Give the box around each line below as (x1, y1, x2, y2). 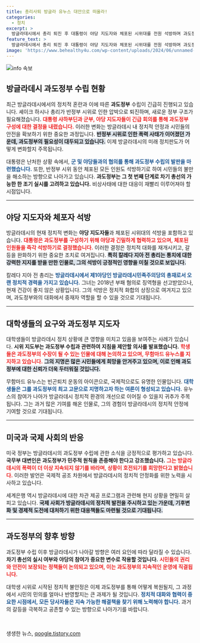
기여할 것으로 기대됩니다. (6, 408, 64, 415)
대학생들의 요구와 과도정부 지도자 (6, 319, 120, 329)
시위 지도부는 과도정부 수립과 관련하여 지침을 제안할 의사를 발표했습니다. (14, 343, 180, 350)
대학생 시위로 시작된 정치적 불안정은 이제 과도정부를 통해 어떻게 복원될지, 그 (6, 583, 181, 590)
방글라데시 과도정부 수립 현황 (6, 84, 106, 94)
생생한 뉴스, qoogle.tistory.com (6, 629, 81, 637)
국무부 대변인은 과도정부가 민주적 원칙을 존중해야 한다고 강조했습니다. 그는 (6, 457, 177, 464)
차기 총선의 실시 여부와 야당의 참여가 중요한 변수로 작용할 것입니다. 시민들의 (6, 555, 179, 563)
